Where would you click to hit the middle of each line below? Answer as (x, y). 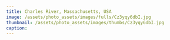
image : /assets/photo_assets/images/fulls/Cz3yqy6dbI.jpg (79, 17)
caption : (17, 28)
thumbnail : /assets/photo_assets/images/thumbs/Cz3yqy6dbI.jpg (85, 22)
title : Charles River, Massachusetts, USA (59, 11)
